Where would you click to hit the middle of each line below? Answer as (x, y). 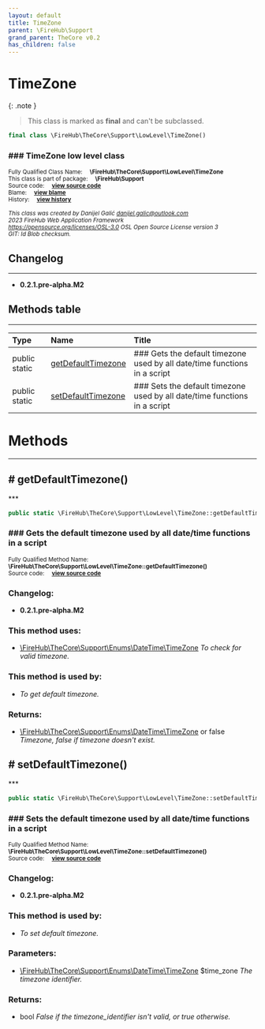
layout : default (35, 15)
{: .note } (22, 106)
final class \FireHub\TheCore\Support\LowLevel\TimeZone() (107, 136)
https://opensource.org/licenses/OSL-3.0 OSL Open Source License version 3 (113, 227)
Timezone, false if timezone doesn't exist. (87, 739)
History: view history (40, 200)
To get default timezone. (60, 694)
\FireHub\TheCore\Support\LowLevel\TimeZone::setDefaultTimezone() (108, 851)
